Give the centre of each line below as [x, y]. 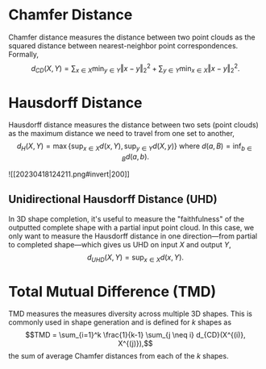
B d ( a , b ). [135, 157]
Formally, [23, 54]
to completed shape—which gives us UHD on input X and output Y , [120, 244]
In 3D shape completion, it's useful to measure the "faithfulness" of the [126, 218]
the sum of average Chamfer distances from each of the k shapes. [118, 356]
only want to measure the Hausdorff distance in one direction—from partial [133, 236]
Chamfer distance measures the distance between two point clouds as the [132, 37]
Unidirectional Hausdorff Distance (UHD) [113, 199]
